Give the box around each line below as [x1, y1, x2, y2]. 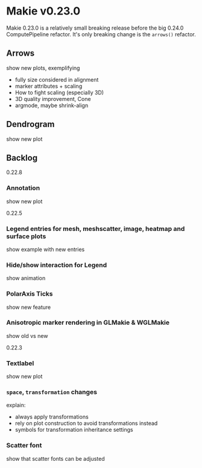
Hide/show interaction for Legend [6, 261, 107, 269]
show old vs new [6, 332, 48, 339]
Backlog [6, 152, 38, 163]
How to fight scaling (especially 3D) [14, 89, 104, 96]
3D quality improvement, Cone [14, 95, 92, 102]
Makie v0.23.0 [6, 4, 81, 18]
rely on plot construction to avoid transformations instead [14, 420, 158, 427]
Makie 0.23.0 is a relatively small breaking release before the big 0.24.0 [6, 24, 184, 31]
